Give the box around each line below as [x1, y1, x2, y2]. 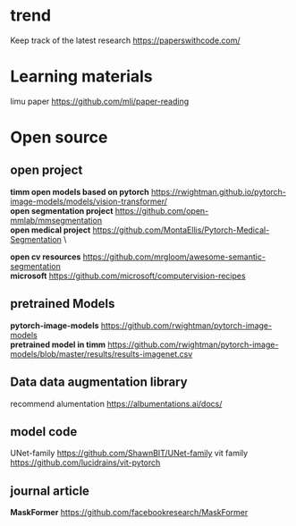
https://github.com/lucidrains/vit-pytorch [10, 457, 161, 468]
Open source [10, 127, 108, 148]
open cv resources [10, 251, 81, 262]
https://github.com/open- [114, 205, 209, 216]
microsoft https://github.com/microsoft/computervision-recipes [10, 270, 246, 281]
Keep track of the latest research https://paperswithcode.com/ [10, 35, 241, 46]
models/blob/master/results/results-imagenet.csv [10, 348, 193, 359]
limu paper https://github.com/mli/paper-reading [10, 96, 190, 106]
